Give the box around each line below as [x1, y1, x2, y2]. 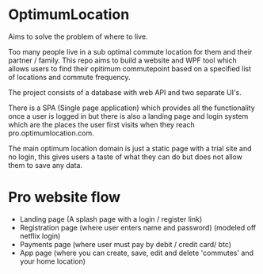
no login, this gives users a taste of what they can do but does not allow [8, 152, 243, 162]
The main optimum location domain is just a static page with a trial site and [8, 143, 252, 153]
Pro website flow [8, 188, 121, 207]
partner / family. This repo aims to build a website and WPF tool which [8, 55, 237, 65]
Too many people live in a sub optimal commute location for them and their [8, 47, 253, 56]
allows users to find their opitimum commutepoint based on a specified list [8, 63, 252, 73]
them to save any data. [8, 160, 83, 169]
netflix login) [19, 231, 61, 241]
